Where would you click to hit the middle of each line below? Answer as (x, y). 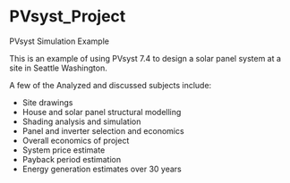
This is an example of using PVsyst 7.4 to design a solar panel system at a (145, 58)
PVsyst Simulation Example (60, 41)
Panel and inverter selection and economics (103, 130)
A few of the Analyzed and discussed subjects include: (111, 85)
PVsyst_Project (68, 17)
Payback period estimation (72, 159)
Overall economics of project (76, 140)
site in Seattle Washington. (58, 68)
